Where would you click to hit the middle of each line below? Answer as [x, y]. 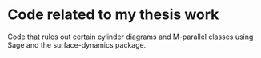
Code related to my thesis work [113, 15]
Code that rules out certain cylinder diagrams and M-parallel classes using [130, 37]
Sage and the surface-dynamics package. [77, 44]
